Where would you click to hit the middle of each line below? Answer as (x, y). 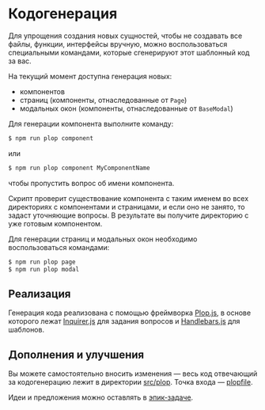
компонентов (42, 91)
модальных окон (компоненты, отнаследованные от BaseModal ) (126, 108)
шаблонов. (26, 330)
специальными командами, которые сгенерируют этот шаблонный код (129, 52)
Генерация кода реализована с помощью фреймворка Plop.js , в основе (130, 313)
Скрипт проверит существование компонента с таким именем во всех (129, 198)
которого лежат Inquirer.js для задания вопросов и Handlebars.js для (124, 321)
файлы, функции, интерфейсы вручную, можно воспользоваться (118, 44)
